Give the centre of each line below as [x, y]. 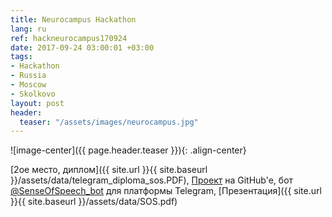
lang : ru [28, 29]
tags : [21, 57]
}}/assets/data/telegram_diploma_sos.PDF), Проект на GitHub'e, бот [152, 180]
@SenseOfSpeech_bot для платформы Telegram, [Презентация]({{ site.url [166, 191]
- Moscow [28, 85]
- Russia [28, 76]
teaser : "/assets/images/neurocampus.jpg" [109, 122]
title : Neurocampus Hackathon [73, 19]
